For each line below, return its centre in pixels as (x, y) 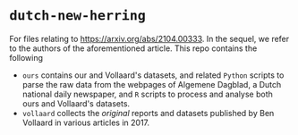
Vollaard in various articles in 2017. (86, 122)
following (26, 57)
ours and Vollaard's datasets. (76, 103)
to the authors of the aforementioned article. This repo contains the (133, 48)
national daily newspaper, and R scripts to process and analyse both (147, 94)
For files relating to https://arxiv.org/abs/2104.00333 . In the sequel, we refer (149, 38)
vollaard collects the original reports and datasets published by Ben (148, 113)
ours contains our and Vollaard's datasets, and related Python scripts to (153, 75)
